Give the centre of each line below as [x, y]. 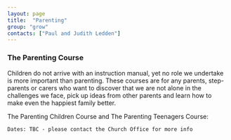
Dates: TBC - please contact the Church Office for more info [100, 129]
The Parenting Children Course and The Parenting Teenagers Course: [108, 116]
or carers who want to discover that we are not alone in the [116, 87]
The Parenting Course [46, 58]
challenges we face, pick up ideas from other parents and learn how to [110, 95]
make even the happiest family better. [62, 103]
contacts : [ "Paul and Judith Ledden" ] [64, 33]
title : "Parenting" [38, 20]
